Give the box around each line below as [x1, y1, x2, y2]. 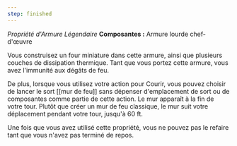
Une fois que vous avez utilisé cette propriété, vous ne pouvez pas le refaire [7, 123, 229, 131]
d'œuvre [7, 37, 33, 46]
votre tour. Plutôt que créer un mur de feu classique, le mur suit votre [7, 102, 209, 110]
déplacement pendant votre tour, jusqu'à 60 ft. [7, 109, 144, 118]
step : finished [7, 10, 52, 18]
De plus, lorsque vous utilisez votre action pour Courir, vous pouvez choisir [7, 79, 226, 88]
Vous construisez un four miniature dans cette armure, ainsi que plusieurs [7, 51, 223, 59]
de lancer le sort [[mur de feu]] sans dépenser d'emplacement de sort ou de [7, 87, 230, 95]
